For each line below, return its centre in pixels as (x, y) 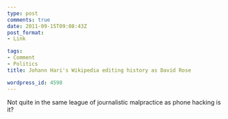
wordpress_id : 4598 (35, 83)
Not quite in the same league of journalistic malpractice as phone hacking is (114, 102)
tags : (15, 51)
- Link (16, 39)
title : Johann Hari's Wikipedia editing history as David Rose (99, 70)
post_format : (26, 32)
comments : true (29, 20)
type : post (23, 13)
